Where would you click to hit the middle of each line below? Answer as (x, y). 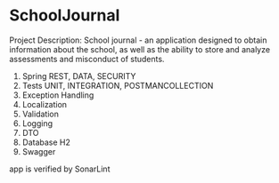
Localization (45, 104)
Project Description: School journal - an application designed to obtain (138, 40)
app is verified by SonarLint (60, 169)
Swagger (39, 151)
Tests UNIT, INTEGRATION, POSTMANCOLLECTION (118, 85)
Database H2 (46, 142)
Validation (41, 114)
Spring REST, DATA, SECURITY (79, 76)
